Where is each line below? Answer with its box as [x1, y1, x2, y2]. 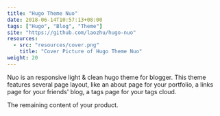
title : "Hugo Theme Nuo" [7, 10, 78, 17]
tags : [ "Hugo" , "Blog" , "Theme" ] [7, 23, 103, 29]
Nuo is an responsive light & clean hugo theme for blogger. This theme [7, 73, 206, 81]
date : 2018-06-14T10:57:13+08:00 [7, 16, 103, 23]
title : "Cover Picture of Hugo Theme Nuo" [19, 48, 143, 55]
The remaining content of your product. [7, 100, 119, 109]
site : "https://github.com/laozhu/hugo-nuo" [7, 29, 136, 36]
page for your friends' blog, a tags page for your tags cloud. [7, 87, 177, 96]
